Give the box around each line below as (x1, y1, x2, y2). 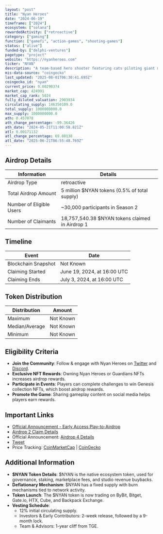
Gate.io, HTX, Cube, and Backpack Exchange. (12, 497, 104, 503)
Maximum (7, 315, 30, 322)
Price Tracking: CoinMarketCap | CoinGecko (12, 444, 101, 450)
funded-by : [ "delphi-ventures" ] (5, 48, 70, 53)
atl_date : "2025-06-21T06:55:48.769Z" (5, 138, 83, 144)
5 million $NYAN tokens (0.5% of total (61, 187, 148, 194)
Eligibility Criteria (5, 348, 59, 356)
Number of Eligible (7, 201, 50, 207)
